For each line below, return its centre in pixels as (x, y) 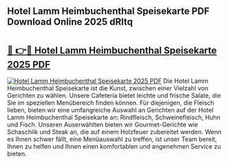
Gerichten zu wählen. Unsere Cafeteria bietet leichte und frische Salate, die (114, 96)
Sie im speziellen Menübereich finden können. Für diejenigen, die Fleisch (111, 103)
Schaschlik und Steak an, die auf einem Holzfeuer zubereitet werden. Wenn (114, 132)
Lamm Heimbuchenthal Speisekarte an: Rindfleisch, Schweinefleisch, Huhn (114, 117)
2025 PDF (29, 64)
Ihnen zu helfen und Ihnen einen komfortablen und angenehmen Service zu (114, 146)
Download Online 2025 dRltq (70, 22)
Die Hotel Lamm (186, 81)
